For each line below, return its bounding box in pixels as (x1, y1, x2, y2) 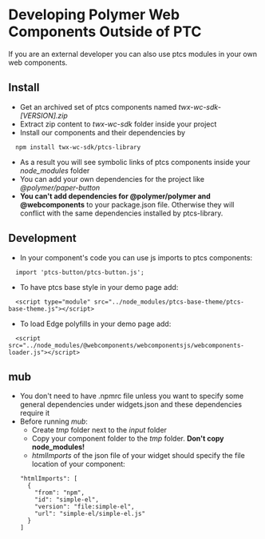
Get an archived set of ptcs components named (19, 102, 177, 111)
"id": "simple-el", (34, 496, 100, 504)
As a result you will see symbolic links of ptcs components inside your (19, 157, 251, 167)
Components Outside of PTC (8, 22, 202, 41)
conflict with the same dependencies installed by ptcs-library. (19, 208, 223, 218)
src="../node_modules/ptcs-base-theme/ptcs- (93, 298, 245, 306)
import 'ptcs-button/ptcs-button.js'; (15, 268, 145, 276)
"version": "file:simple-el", (34, 503, 135, 511)
